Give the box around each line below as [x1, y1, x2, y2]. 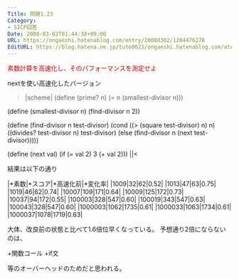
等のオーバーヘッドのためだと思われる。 [7, 264, 126, 273]
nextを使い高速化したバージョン [7, 79, 102, 88]
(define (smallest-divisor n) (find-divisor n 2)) [7, 107, 140, 115]
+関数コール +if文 [7, 249, 59, 257]
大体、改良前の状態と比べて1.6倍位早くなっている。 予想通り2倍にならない [7, 225, 226, 233]
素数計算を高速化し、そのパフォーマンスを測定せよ [7, 64, 157, 72]
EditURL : [7, 43, 33, 51]
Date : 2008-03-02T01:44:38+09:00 [7, 30, 107, 38]
